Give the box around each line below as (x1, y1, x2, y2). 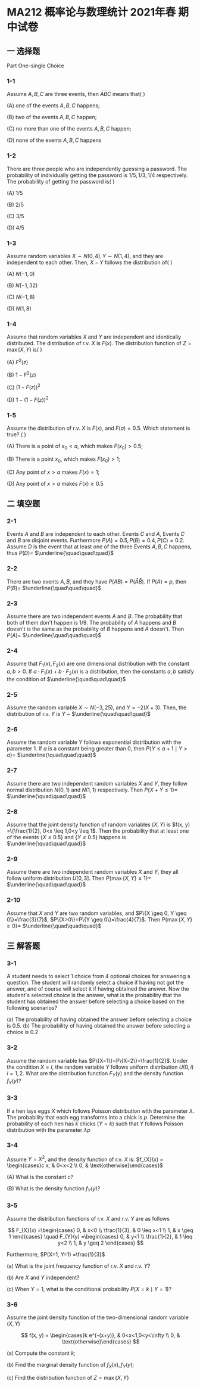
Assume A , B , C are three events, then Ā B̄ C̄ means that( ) (7, 91, 145, 98)
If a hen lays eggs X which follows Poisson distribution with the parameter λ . (7, 1107, 195, 1115)
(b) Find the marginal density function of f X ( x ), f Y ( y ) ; (7, 1361, 135, 1370)
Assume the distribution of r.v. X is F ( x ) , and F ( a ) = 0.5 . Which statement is (7, 424, 190, 432)
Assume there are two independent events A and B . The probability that (7, 612, 183, 620)
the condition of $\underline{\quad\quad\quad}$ (7, 675, 126, 682)
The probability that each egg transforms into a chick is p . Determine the (7, 1113, 185, 1121)
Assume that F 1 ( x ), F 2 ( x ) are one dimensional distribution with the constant (7, 660, 189, 669)
